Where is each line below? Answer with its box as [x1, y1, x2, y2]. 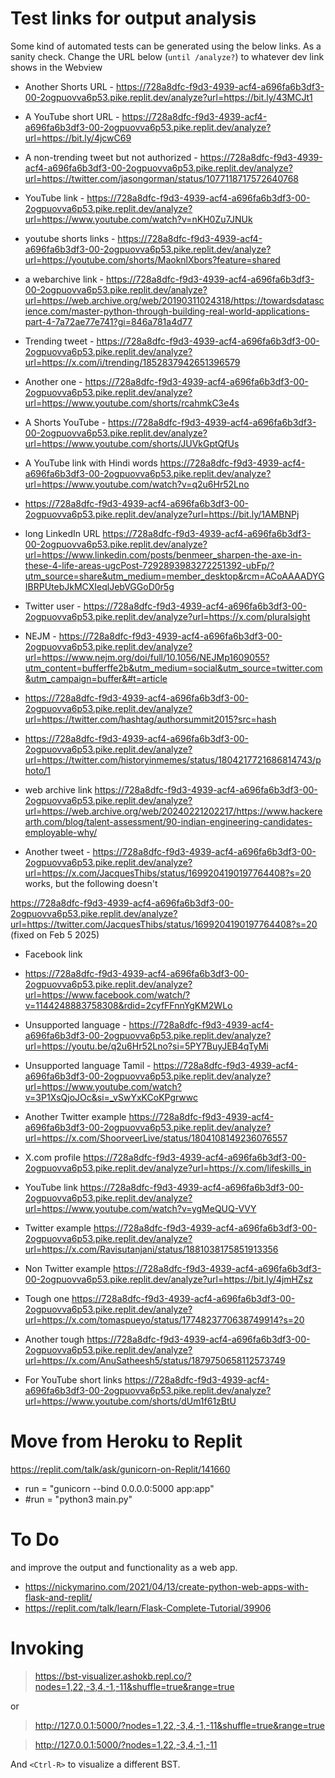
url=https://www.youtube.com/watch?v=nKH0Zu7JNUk [24, 213, 253, 225]
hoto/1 [24, 764, 52, 776]
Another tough [24, 1333, 85, 1345]
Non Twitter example [24, 1262, 112, 1274]
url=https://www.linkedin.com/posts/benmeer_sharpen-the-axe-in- [24, 548, 302, 561]
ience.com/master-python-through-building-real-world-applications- [24, 305, 310, 317]
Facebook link [24, 948, 83, 960]
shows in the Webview [10, 61, 103, 73]
